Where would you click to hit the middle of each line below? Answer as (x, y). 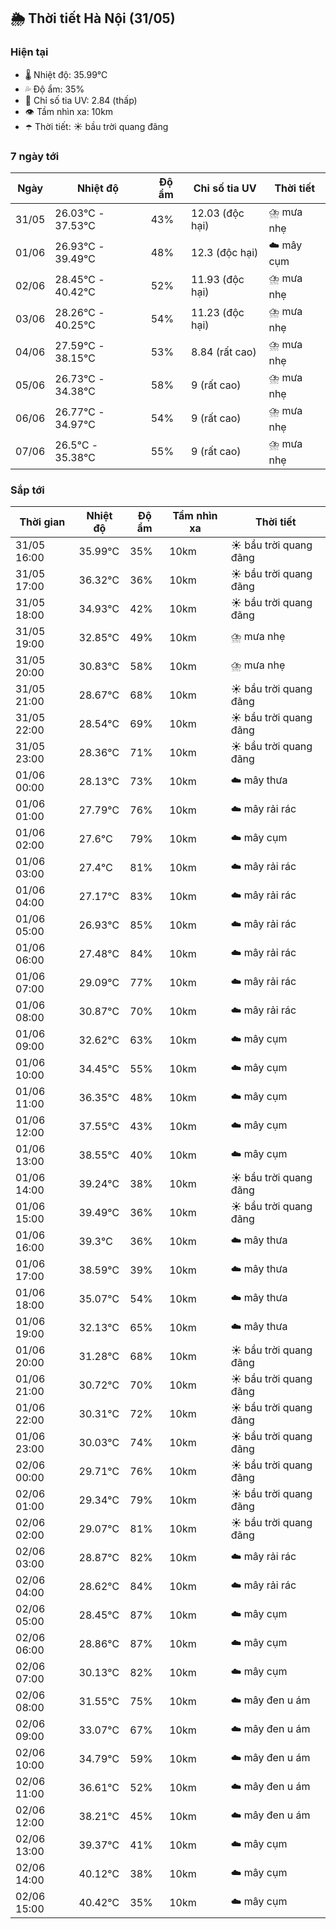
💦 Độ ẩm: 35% (54, 89)
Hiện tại (29, 52)
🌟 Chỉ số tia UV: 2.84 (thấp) (81, 100)
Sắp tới (27, 490)
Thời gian (42, 522)
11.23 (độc (218, 313)
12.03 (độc (218, 213)
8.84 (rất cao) (224, 352)
